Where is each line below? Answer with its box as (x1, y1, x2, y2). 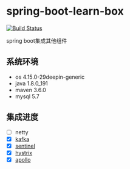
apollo (15, 156, 31, 163)
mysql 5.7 (15, 93, 39, 100)
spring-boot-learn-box (6, 4, 124, 18)
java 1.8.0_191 (15, 79, 49, 87)
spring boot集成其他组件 (6, 37, 67, 44)
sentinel (15, 142, 35, 149)
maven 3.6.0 (15, 86, 47, 93)
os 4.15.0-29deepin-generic (15, 73, 85, 81)
